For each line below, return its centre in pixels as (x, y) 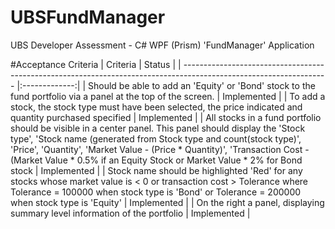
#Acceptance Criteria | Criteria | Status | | (96, 64)
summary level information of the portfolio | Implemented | (130, 213)
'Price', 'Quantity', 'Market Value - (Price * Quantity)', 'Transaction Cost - (160, 149)
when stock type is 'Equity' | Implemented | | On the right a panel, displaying (167, 202)
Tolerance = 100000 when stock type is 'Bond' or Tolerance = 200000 (156, 192)
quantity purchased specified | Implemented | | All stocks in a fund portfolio (166, 117)
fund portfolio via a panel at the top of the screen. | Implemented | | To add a (168, 96)
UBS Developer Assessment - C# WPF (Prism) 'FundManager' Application (162, 45)
